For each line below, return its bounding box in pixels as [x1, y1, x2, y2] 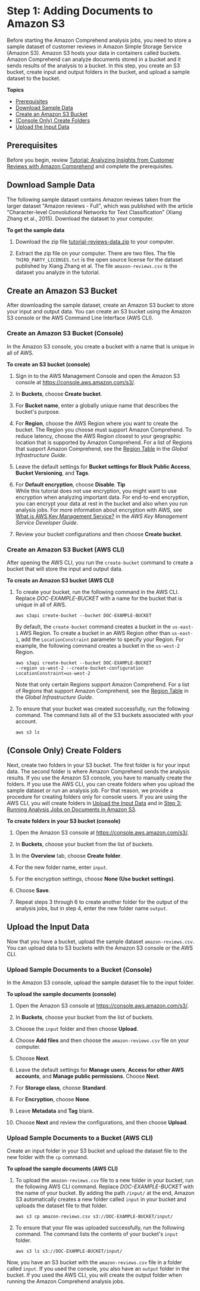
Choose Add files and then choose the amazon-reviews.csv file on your [15, 1037, 189, 1044]
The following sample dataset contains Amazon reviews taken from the [7, 196, 181, 203]
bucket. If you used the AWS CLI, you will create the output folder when [7, 1271, 182, 1278]
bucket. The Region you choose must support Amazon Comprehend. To [15, 426, 192, 433]
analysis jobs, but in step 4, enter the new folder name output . [15, 904, 168, 911]
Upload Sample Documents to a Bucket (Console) [7, 965, 152, 973]
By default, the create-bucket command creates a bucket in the [15, 623, 171, 630]
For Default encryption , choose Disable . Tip [15, 480, 126, 488]
